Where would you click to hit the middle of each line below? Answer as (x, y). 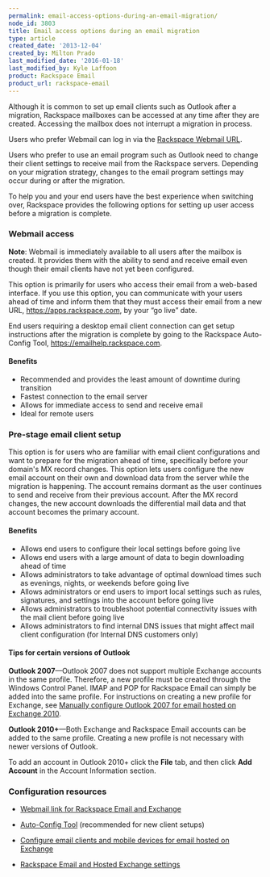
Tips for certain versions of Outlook (69, 653)
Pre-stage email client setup (65, 434)
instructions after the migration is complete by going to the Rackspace (125, 334)
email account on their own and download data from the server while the (129, 478)
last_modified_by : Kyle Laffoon (62, 69)
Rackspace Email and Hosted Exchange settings (100, 864)
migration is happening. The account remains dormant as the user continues (135, 487)
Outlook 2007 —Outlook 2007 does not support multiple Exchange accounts (135, 670)
